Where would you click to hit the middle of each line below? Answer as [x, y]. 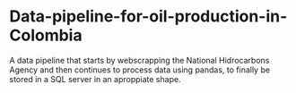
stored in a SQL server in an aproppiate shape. [95, 79]
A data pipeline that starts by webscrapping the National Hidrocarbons [139, 60]
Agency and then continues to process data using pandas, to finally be [140, 70]
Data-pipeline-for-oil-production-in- [148, 17]
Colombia [46, 35]
